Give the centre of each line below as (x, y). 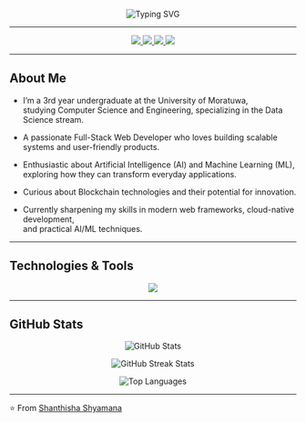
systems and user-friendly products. (91, 146)
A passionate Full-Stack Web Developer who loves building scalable (150, 137)
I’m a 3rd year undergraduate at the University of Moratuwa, (135, 100)
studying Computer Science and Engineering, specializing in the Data (153, 110)
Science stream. (53, 119)
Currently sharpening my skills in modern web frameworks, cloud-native (158, 209)
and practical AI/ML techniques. (82, 228)
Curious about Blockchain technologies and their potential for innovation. (159, 192)
